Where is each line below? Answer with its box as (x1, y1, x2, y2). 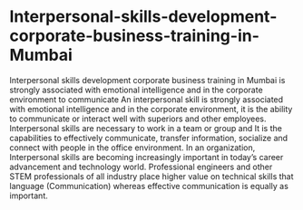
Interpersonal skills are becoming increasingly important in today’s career (9, 151, 284, 162)
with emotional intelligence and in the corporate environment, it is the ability (9, 103, 293, 114)
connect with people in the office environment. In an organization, (9, 142, 256, 153)
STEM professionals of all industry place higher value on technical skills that (9, 170, 294, 182)
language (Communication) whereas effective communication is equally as (9, 180, 288, 191)
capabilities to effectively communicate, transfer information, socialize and (9, 132, 288, 143)
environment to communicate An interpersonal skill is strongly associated (9, 93, 284, 105)
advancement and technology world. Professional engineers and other (9, 161, 273, 172)
